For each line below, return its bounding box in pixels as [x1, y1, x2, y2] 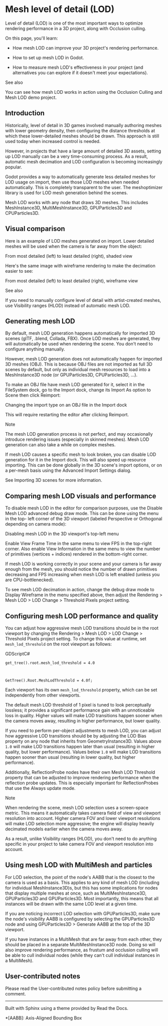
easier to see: [5, 268, 33, 274]
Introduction [5, 109, 45, 117]
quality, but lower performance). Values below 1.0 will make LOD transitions [5, 749, 161, 755]
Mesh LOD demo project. [5, 94, 57, 100]
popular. [5, 164, 22, 170]
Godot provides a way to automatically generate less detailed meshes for [5, 174, 156, 180]
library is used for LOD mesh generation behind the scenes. [5, 190, 128, 196]
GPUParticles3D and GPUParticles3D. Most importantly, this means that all [5, 895, 159, 901]
